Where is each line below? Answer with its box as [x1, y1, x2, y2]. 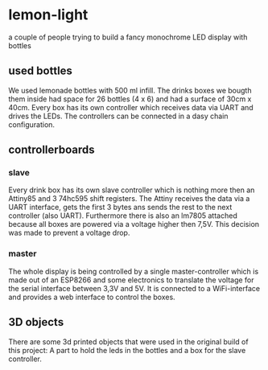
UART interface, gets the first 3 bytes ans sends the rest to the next [8, 203, 233, 212]
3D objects [8, 315, 64, 329]
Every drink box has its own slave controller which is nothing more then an [8, 185, 255, 195]
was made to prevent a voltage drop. [8, 228, 130, 238]
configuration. [8, 119, 55, 129]
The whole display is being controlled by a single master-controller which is [8, 266, 259, 276]
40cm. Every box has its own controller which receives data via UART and [8, 102, 254, 112]
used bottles [8, 64, 72, 78]
